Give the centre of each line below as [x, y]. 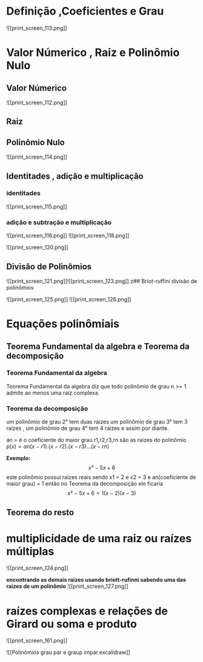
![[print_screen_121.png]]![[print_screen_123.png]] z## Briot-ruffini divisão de [102, 281]
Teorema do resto [40, 512]
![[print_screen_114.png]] [37, 157]
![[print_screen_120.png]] [37, 247]
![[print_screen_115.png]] [37, 206]
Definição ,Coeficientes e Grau [85, 11]
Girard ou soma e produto [72, 624]
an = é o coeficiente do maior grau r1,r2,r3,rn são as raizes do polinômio [96, 440]
